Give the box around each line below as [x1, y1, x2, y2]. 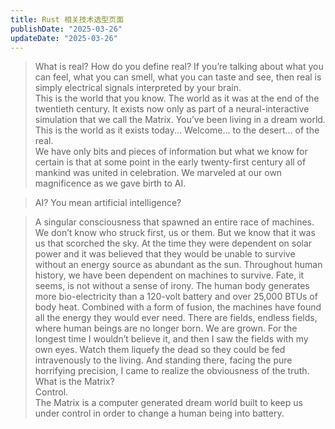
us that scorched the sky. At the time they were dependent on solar [34, 237, 313, 250]
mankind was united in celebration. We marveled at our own [34, 167, 283, 179]
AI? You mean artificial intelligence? [34, 197, 182, 209]
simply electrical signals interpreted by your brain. [34, 82, 242, 94]
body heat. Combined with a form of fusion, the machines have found [34, 301, 322, 313]
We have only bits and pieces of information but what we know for [34, 146, 308, 158]
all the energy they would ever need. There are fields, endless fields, [34, 312, 318, 324]
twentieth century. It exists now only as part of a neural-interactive [34, 103, 310, 115]
